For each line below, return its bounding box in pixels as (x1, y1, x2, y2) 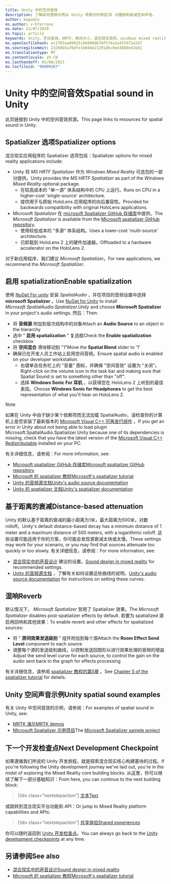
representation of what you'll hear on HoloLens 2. (20, 391, 125, 397)
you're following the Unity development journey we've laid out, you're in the (5, 763, 164, 770)
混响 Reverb (5, 592, 42, 600)
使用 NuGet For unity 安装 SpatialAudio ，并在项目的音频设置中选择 (5, 291, 147, 298)
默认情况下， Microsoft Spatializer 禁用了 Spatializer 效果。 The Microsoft (5, 606, 159, 612)
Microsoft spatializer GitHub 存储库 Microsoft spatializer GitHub (12, 461, 145, 467)
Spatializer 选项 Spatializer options (5, 138, 116, 146)
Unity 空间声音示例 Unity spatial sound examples (5, 690, 161, 699)
